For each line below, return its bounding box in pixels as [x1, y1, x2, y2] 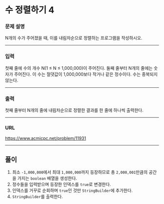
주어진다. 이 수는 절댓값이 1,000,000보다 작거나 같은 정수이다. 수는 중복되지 [14, 71, 158, 77]
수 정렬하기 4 [5, 4, 55, 16]
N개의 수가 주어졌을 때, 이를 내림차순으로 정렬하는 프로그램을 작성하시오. [5, 35, 143, 41]
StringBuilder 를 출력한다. [12, 194, 63, 200]
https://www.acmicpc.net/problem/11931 [5, 135, 86, 142]
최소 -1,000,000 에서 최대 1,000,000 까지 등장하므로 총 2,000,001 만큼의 [12, 169, 148, 175]
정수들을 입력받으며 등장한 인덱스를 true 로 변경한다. [12, 182, 111, 187]
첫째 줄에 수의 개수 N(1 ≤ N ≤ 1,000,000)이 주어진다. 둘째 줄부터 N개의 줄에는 [5, 65, 153, 71]
